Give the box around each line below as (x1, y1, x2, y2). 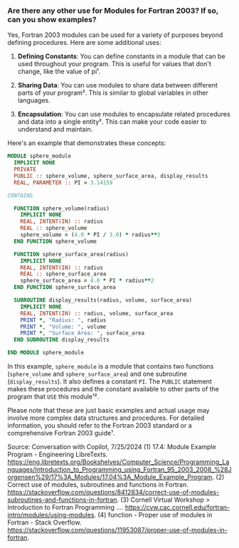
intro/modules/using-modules (7, 511, 95, 520)
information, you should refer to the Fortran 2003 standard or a (7, 421, 192, 430)
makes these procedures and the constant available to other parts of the (7, 385, 219, 394)
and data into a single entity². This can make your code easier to (17, 117, 207, 126)
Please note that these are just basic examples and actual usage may (7, 406, 210, 415)
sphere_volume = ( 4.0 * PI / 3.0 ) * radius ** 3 (20, 231, 161, 238)
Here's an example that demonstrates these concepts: (7, 139, 166, 147)
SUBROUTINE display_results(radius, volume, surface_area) (14, 297, 193, 304)
